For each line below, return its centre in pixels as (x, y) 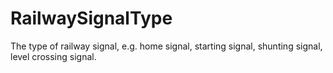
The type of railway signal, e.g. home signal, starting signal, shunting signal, (166, 46)
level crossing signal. (53, 56)
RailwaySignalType (91, 18)
